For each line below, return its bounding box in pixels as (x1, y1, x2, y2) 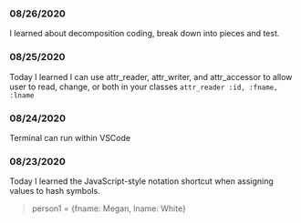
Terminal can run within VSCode (9, 132, 130, 143)
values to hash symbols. (9, 186, 100, 197)
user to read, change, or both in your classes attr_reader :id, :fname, (9, 81, 278, 92)
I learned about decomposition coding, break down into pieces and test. (9, 28, 280, 39)
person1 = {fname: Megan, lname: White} (31, 203, 187, 214)
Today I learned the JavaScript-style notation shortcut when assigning (9, 176, 274, 187)
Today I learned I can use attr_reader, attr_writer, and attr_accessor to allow (9, 71, 293, 82)
